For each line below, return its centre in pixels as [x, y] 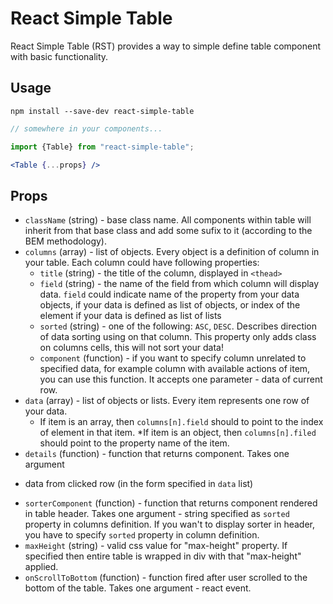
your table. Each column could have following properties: [142, 263]
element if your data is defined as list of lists [130, 316]
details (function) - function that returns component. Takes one [157, 454]
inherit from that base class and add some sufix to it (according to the [168, 231]
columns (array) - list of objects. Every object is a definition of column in [172, 252]
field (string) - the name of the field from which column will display [179, 284]
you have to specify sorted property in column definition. [142, 535]
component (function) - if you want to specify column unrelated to [173, 358]
